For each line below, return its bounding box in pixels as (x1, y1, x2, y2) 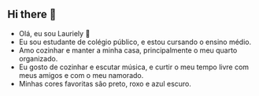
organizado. (18, 54, 58, 63)
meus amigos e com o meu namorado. (18, 70, 144, 79)
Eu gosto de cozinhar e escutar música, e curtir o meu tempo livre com (18, 62, 250, 72)
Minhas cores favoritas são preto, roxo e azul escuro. (18, 79, 192, 88)
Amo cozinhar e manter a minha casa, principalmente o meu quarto (18, 45, 238, 55)
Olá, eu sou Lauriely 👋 (18, 28, 91, 38)
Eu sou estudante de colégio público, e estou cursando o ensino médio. (18, 37, 252, 46)
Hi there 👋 (7, 8, 57, 21)
